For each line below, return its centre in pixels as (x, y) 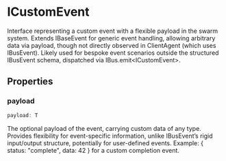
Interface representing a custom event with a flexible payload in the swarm (113, 31)
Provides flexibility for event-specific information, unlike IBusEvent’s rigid (110, 136)
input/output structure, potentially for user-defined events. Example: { (105, 143)
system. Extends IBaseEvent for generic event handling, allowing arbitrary (111, 38)
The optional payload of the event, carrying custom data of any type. (104, 128)
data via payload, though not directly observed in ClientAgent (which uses (112, 45)
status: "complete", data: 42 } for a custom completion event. (93, 150)
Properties (30, 82)
